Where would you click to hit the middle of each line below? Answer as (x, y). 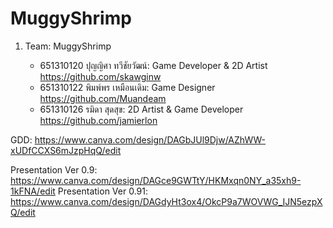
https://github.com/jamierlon (98, 120)
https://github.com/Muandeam (103, 98)
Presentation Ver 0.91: (103, 191)
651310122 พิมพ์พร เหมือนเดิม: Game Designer (127, 87)
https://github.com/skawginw (100, 76)
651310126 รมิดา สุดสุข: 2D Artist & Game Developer (141, 109)
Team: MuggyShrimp (68, 46)
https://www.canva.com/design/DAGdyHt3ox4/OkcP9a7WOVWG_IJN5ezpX (166, 201)
